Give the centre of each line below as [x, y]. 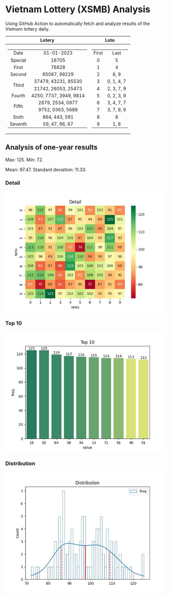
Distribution [20, 464]
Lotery [47, 40]
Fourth [18, 95]
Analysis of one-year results [51, 147]
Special [18, 60]
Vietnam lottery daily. [27, 29]
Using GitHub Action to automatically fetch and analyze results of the [78, 23]
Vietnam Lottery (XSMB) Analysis [78, 9]
